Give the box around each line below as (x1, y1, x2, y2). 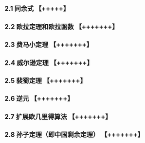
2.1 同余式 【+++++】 (4, 4, 70, 13)
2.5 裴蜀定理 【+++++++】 (4, 77, 87, 85)
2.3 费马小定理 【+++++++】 (4, 41, 93, 49)
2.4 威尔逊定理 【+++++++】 (4, 59, 93, 67)
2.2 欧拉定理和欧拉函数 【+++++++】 (4, 22, 119, 31)
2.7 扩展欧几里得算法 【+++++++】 (4, 112, 112, 121)
